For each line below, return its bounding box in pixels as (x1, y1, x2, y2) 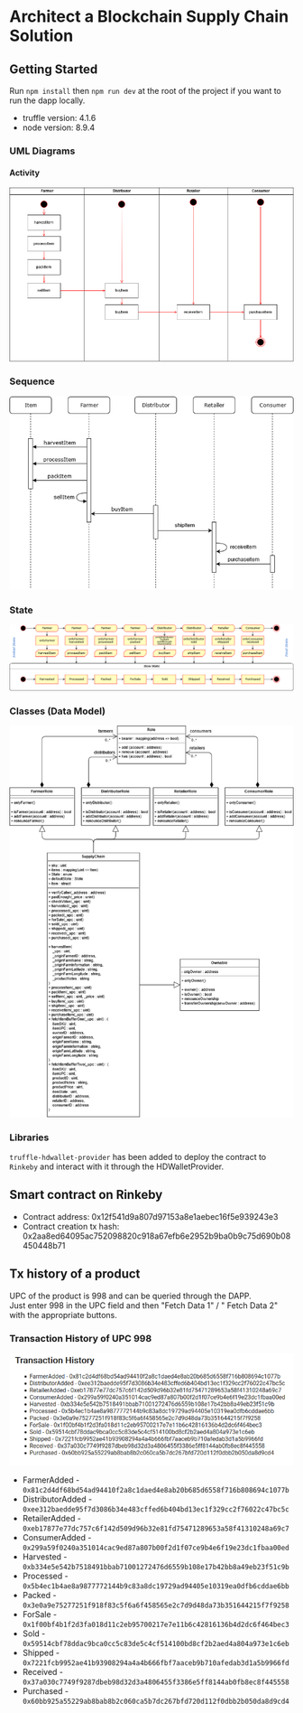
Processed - (22, 1570, 69, 1581)
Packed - (22, 1589, 57, 1600)
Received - (22, 1666, 64, 1677)
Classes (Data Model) (9, 705, 106, 717)
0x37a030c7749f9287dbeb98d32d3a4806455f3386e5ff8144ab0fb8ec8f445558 (22, 1678, 290, 1687)
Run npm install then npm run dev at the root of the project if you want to (9, 86, 281, 96)
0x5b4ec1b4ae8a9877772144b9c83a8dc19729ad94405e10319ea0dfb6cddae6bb (22, 1581, 290, 1591)
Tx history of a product (9, 1267, 141, 1282)
